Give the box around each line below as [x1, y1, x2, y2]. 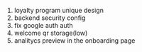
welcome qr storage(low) [13, 28, 88, 37]
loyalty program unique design [13, 6, 104, 14]
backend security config [13, 14, 86, 22]
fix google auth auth [13, 21, 73, 29]
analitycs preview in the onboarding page [13, 36, 136, 45]
